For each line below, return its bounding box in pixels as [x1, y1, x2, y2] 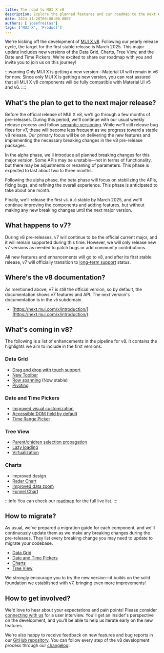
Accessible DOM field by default [12, 411, 77, 416]
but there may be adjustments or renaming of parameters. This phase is [5, 162, 149, 168]
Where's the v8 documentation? [5, 274, 106, 282]
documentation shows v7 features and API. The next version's [5, 291, 130, 297]
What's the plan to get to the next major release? [5, 99, 156, 107]
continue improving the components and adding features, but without [5, 202, 145, 208]
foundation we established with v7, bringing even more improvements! [5, 580, 146, 586]
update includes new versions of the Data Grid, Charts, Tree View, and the [5, 49, 154, 55]
